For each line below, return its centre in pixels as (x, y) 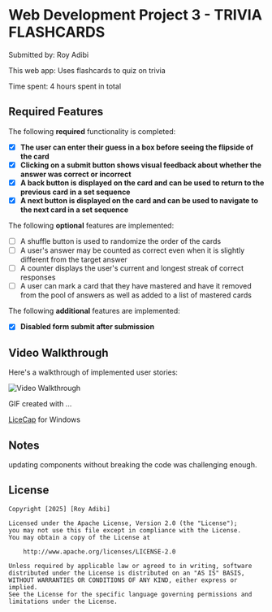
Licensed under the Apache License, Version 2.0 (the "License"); (123, 523)
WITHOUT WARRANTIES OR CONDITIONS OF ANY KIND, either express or (123, 580)
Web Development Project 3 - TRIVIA (135, 15)
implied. (23, 587)
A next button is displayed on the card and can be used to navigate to (139, 200)
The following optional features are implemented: (91, 226)
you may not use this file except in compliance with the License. (125, 530)
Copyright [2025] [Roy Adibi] (60, 509)
